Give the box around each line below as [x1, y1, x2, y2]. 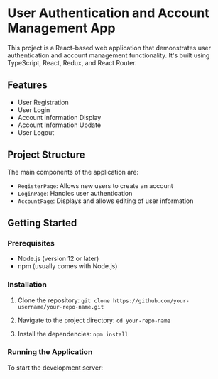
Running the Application [7, 347, 93, 357]
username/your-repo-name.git [17, 303, 104, 310]
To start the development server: [7, 363, 104, 372]
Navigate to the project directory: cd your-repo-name [17, 316, 171, 324]
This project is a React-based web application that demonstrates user [7, 43, 212, 52]
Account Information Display [17, 113, 102, 121]
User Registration [17, 98, 69, 106]
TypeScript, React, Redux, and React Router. [7, 58, 137, 67]
